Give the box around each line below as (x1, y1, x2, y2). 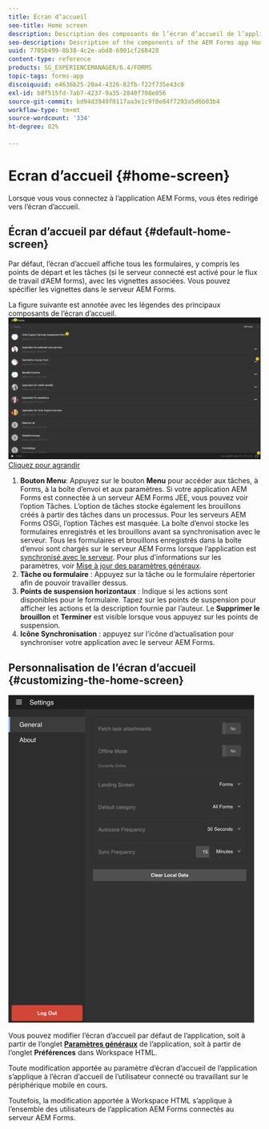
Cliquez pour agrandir (8, 461, 81, 470)
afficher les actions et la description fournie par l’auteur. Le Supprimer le (19, 603, 260, 613)
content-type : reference (8, 55, 91, 63)
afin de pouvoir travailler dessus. (19, 578, 128, 588)
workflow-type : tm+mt (8, 106, 81, 114)
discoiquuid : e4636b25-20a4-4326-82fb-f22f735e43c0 (8, 80, 184, 88)
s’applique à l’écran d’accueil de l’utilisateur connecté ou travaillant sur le (8, 1071, 249, 1081)
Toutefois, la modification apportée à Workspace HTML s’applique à (8, 1095, 232, 1105)
